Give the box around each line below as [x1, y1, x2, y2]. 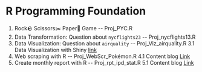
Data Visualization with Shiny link [14, 46, 97, 53]
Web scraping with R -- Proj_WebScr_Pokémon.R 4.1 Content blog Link [14, 53, 191, 60]
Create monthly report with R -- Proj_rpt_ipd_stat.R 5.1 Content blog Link [14, 59, 194, 66]
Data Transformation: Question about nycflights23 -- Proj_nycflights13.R [14, 33, 196, 41]
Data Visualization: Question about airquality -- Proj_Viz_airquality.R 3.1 [14, 39, 195, 47]
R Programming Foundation [5, 4, 146, 18]
